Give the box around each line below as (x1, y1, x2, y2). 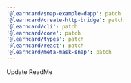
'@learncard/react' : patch (6, 42, 84, 49)
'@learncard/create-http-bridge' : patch (6, 17, 125, 24)
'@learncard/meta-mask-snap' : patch (6, 49, 112, 56)
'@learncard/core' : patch (6, 29, 81, 37)
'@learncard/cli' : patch (6, 23, 78, 30)
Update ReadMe (6, 67, 53, 76)
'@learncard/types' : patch (6, 36, 84, 43)
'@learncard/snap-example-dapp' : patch (6, 10, 121, 17)
